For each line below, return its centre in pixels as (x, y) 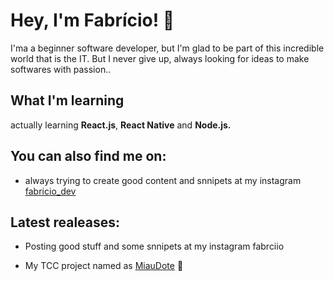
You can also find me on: (88, 156)
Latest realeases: (65, 222)
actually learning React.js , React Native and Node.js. (121, 125)
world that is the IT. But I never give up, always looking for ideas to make (160, 58)
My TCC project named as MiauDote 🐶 (104, 266)
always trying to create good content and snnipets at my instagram (163, 180)
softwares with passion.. (61, 69)
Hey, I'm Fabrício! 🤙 (92, 20)
